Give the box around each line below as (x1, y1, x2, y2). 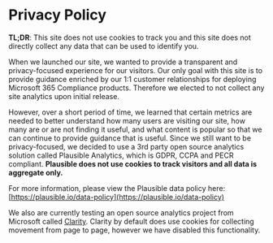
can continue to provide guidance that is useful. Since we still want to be (8, 132, 252, 143)
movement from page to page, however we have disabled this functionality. (8, 225, 261, 235)
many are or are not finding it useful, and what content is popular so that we (8, 124, 262, 134)
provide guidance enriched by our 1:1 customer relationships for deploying (8, 74, 257, 84)
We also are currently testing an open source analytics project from (8, 207, 234, 217)
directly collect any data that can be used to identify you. (8, 41, 199, 50)
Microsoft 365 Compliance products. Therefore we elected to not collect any (8, 83, 265, 93)
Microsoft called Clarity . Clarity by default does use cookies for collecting (8, 216, 254, 226)
